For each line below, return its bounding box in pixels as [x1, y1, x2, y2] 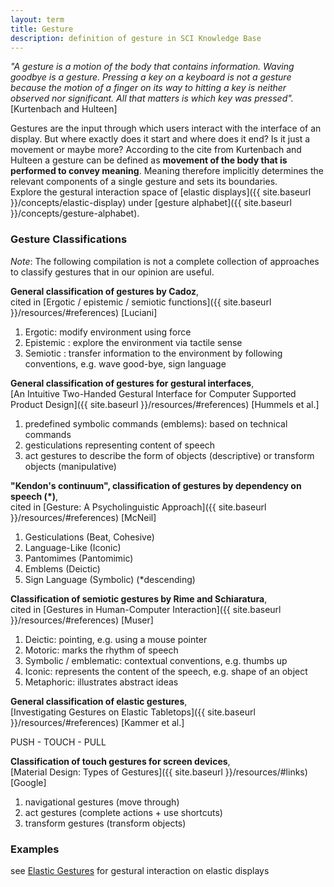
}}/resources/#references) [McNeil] [10, 511, 157, 523]
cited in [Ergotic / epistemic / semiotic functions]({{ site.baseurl [10, 296, 272, 308]
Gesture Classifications [10, 232, 128, 246]
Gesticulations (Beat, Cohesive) [24, 531, 155, 543]
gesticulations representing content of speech [24, 439, 216, 451]
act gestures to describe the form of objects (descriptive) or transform [24, 449, 315, 461]
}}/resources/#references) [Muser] [10, 614, 154, 626]
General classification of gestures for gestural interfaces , [10, 377, 255, 389]
